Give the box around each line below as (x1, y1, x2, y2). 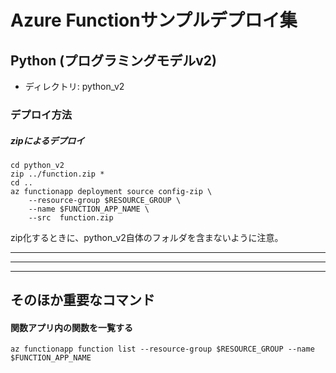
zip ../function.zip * (10, 169, 105, 179)
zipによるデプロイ (10, 134, 85, 146)
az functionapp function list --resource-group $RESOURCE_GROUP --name (10, 344, 315, 355)
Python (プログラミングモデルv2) (10, 52, 218, 69)
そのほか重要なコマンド (10, 292, 155, 309)
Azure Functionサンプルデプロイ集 (10, 9, 298, 32)
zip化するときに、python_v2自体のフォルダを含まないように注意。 (10, 231, 284, 243)
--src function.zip (28, 212, 114, 223)
